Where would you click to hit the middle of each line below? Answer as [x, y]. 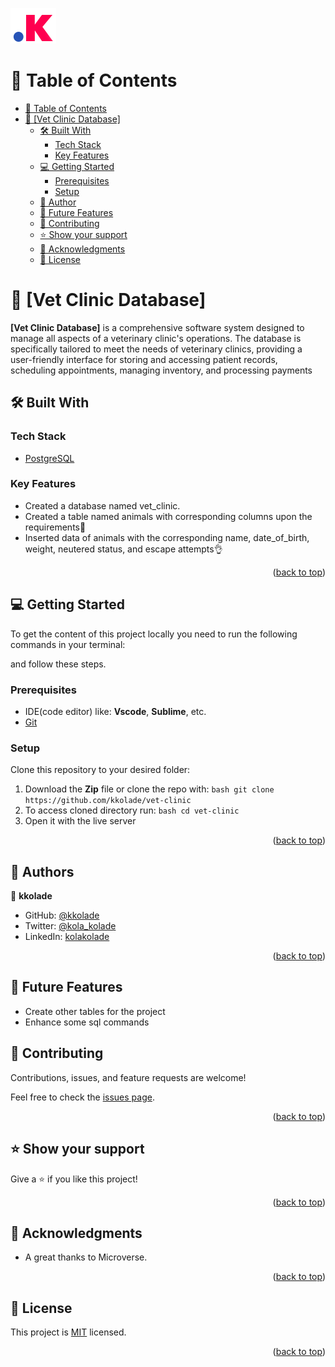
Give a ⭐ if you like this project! [74, 1179]
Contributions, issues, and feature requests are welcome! [128, 1077]
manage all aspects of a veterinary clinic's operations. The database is [156, 338]
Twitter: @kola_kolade [70, 926]
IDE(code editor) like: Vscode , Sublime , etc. [115, 711]
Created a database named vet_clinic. [102, 505]
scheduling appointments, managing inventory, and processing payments [161, 370]
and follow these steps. [58, 664]
